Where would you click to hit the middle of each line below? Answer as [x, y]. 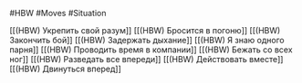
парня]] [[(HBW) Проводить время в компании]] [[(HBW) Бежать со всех [151, 50]
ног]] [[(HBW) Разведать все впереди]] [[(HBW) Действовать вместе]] [146, 59]
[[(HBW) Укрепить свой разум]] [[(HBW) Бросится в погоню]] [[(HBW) [145, 30]
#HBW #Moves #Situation [58, 13]
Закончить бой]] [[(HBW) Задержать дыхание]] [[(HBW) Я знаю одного [147, 40]
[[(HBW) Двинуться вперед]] [65, 69]
